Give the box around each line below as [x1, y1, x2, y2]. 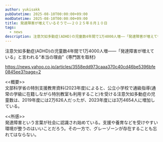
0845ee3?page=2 [5, 69, 41, 75]
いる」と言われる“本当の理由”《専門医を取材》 [5, 54, 98, 60]
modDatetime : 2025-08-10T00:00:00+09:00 [5, 16, 88, 21]
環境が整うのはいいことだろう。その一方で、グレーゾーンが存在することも [5, 126, 153, 131]
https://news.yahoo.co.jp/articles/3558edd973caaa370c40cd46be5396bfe [5, 63, 156, 69]
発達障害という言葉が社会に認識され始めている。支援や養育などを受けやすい [5, 119, 158, 125]
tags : [5, 25, 16, 30]
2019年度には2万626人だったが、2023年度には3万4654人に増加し [21, 97, 155, 103]
